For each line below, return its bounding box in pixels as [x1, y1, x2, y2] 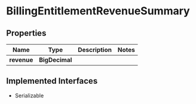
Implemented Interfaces [6, 76, 98, 86]
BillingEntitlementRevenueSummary [6, 4, 190, 18]
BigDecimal [38, 56, 72, 64]
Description [77, 46, 112, 54]
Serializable [14, 91, 44, 99]
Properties [6, 28, 47, 38]
